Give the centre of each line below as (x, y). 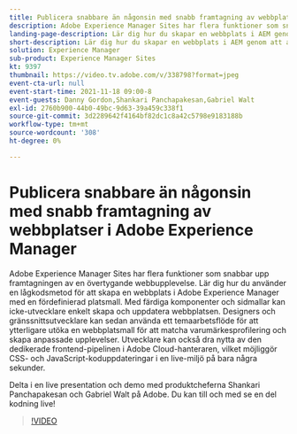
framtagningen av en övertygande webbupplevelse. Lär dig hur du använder (148, 283)
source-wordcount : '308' (55, 133)
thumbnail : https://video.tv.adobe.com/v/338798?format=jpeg (124, 75)
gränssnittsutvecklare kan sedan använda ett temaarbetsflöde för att (134, 321)
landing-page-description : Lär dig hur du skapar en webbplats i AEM (140, 34)
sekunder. (27, 368)
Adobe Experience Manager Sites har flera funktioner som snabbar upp (139, 273)
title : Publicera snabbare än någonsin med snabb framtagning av (132, 17)
